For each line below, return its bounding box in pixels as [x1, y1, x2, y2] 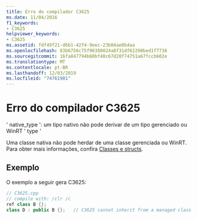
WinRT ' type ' [6, 127, 42, 135]
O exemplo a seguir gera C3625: [6, 178, 87, 185]
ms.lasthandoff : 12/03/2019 [6, 70, 77, 76]
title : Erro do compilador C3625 [6, 8, 90, 15]
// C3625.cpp [6, 190, 39, 196]
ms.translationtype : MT [6, 59, 66, 65]
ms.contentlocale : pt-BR [6, 64, 68, 71]
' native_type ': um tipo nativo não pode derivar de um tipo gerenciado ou [6, 121, 187, 129]
